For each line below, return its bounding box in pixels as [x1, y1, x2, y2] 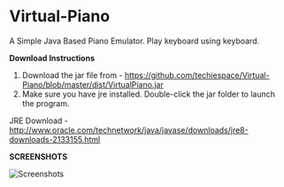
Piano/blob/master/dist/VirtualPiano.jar [21, 79, 164, 90]
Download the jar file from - [21, 69, 123, 81]
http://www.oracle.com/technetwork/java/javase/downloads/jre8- [9, 124, 249, 135]
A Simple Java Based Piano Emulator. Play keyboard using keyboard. [9, 35, 259, 46]
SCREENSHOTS [9, 151, 68, 161]
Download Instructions [9, 52, 96, 63]
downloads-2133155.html [9, 134, 101, 144]
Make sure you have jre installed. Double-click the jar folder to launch [21, 89, 276, 99]
